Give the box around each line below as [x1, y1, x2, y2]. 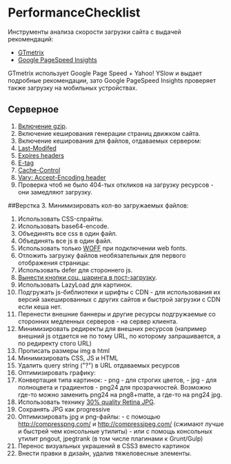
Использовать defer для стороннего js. [17, 265, 133, 274]
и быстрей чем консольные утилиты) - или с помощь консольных [17, 427, 213, 435]
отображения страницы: [17, 259, 90, 267]
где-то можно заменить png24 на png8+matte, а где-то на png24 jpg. [17, 390, 223, 399]
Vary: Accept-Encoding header [17, 173, 106, 181]
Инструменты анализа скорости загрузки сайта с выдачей [8, 28, 181, 36]
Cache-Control [17, 165, 61, 174]
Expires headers [17, 151, 65, 159]
